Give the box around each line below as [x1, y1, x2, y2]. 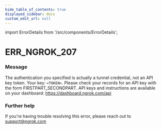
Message [5, 64, 28, 70]
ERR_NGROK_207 [5, 47, 77, 57]
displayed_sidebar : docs [5, 12, 55, 16]
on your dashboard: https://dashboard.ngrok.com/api [5, 90, 112, 96]
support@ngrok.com [5, 118, 47, 124]
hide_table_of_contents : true [5, 7, 66, 12]
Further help [5, 102, 35, 109]
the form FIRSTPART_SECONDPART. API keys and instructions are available [5, 85, 156, 91]
